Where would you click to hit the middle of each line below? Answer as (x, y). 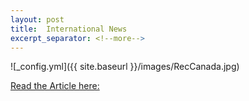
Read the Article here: (55, 86)
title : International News (69, 29)
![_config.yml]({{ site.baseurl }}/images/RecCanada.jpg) (125, 67)
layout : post (37, 19)
